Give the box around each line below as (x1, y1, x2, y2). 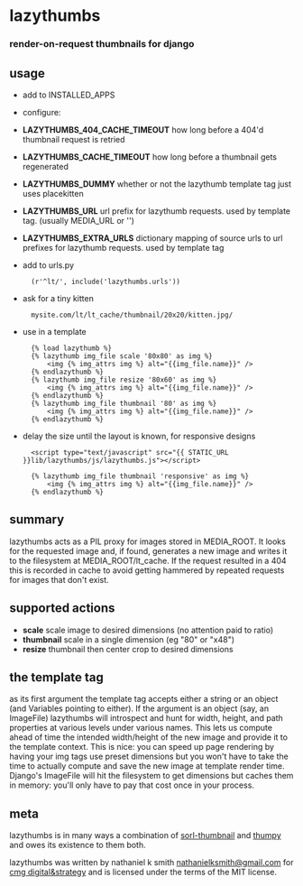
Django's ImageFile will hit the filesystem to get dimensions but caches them (9, 771, 294, 781)
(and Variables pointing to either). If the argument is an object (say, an (9, 703, 269, 714)
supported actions (9, 601, 115, 616)
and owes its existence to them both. (9, 840, 146, 851)
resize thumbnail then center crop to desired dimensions (22, 643, 234, 654)
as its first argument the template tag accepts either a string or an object (9, 694, 279, 705)
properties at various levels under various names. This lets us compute (9, 723, 273, 734)
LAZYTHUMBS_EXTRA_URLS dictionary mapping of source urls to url (22, 232, 283, 244)
